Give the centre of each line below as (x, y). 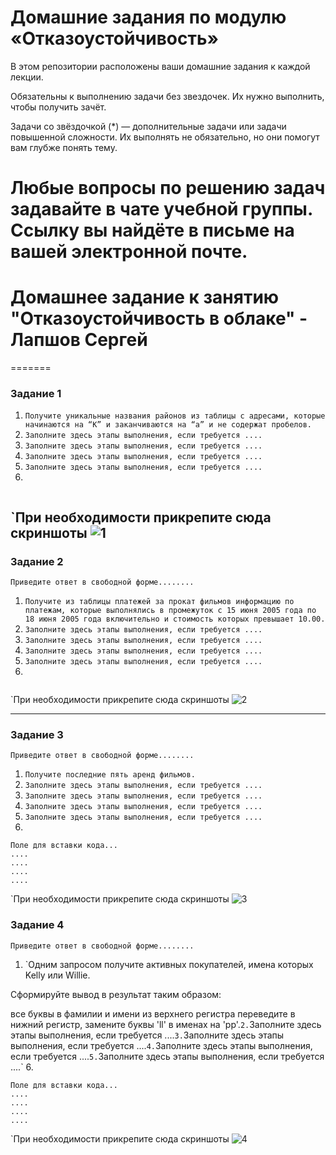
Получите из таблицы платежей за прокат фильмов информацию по (159, 602)
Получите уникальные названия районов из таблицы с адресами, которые (175, 416)
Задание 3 (37, 734)
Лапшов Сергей (79, 340)
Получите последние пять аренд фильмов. (110, 775)
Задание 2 (37, 561)
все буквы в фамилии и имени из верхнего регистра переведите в (153, 1013)
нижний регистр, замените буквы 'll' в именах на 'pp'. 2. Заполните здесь (166, 1024)
